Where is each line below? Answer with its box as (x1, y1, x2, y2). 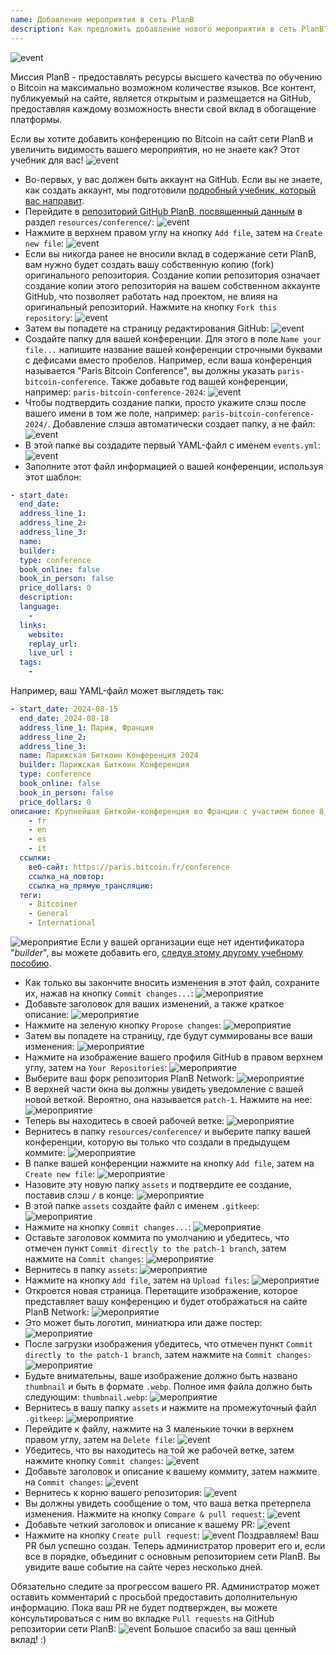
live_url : (28, 648, 74, 658)
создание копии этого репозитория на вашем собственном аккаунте (24, 279, 321, 291)
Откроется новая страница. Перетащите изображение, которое (24, 1285, 298, 1296)
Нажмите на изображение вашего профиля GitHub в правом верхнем (24, 1051, 324, 1063)
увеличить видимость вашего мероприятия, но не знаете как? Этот (10, 143, 301, 155)
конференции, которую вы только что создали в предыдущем (24, 1136, 290, 1148)
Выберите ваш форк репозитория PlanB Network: (24, 1072, 235, 1084)
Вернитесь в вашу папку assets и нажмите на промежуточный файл (24, 1402, 317, 1413)
